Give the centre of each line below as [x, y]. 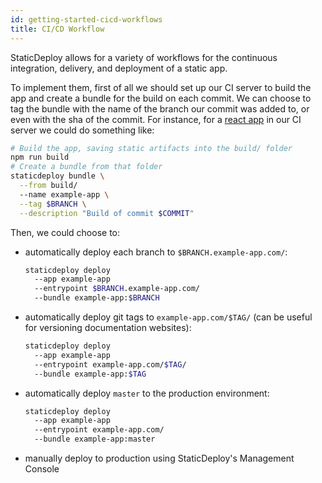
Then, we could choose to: [65, 232]
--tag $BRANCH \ [53, 204]
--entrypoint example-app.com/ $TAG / [110, 364]
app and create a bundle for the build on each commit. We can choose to [161, 98]
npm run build [40, 157]
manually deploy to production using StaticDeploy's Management [159, 458]
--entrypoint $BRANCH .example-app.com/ [117, 289]
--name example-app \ [64, 194]
